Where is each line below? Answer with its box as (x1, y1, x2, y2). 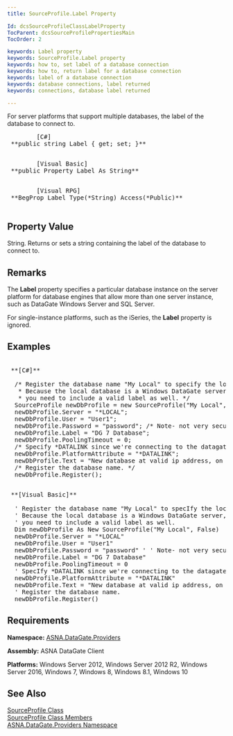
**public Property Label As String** (10, 167, 139, 175)
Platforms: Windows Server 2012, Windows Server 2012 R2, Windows (7, 660, 208, 669)
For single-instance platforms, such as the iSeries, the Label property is (7, 314, 212, 321)
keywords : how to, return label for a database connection (7, 67, 182, 74)
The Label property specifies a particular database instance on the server (7, 285, 218, 293)
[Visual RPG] (36, 187, 81, 195)
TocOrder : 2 (7, 35, 42, 42)
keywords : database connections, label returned (7, 81, 150, 88)
